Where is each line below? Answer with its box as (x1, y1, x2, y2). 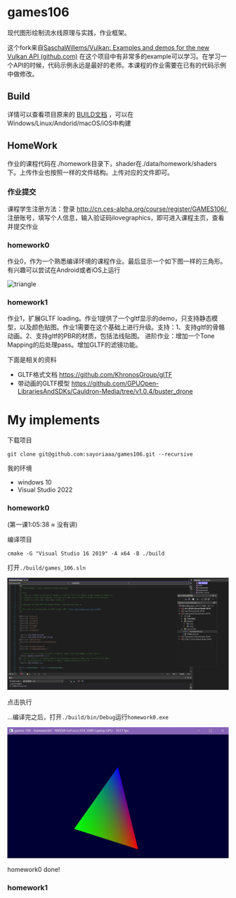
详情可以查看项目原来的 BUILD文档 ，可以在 (7, 110, 134, 118)
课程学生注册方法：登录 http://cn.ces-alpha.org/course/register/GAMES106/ (7, 205, 227, 213)
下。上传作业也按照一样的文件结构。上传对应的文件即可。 (7, 168, 173, 177)
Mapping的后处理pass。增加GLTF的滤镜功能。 (7, 340, 142, 349)
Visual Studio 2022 (17, 486, 73, 494)
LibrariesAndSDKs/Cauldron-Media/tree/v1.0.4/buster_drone (17, 387, 193, 396)
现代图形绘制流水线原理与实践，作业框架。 (7, 28, 131, 37)
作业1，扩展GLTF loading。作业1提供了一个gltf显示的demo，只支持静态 (7, 314, 212, 323)
